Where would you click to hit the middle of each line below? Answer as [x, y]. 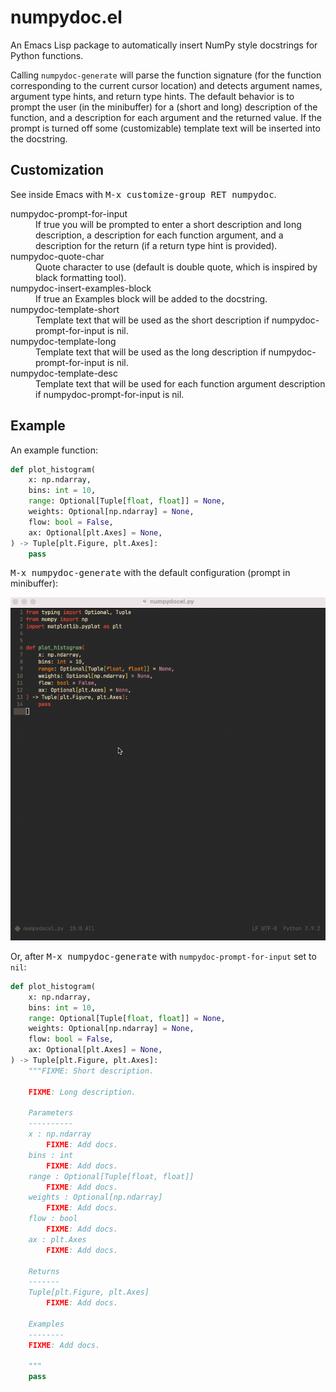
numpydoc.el [66, 17]
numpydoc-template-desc [64, 373]
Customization [57, 170]
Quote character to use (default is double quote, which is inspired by [176, 267]
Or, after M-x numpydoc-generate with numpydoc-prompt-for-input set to [163, 956]
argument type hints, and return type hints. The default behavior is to [152, 96]
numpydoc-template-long [63, 341]
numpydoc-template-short [65, 309]
